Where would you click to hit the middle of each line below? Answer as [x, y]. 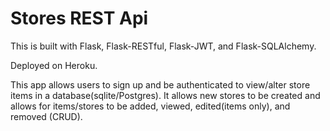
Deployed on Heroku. [54, 65]
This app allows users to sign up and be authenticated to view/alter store [160, 84]
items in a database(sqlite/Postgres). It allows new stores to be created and [165, 95]
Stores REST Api [79, 18]
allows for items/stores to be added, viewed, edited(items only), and [150, 106]
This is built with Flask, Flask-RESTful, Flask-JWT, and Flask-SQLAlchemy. [163, 46]
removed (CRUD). [46, 116]
